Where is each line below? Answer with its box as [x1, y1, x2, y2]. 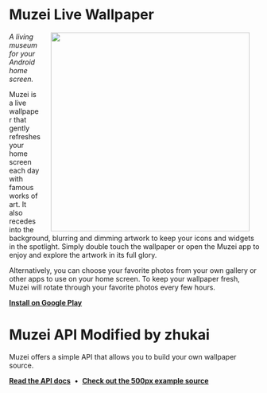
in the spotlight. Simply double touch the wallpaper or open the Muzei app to [9, 241, 260, 251]
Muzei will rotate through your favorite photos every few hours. [9, 282, 215, 292]
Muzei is [9, 89, 37, 99]
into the [9, 224, 34, 234]
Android [9, 57, 35, 67]
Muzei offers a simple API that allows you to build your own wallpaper [9, 352, 237, 361]
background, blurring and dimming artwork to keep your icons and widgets [9, 233, 255, 243]
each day [9, 165, 40, 175]
